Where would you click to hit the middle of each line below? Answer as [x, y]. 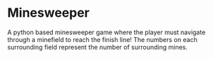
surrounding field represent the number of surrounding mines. [98, 47]
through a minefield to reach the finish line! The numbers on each [102, 39]
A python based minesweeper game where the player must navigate [107, 32]
